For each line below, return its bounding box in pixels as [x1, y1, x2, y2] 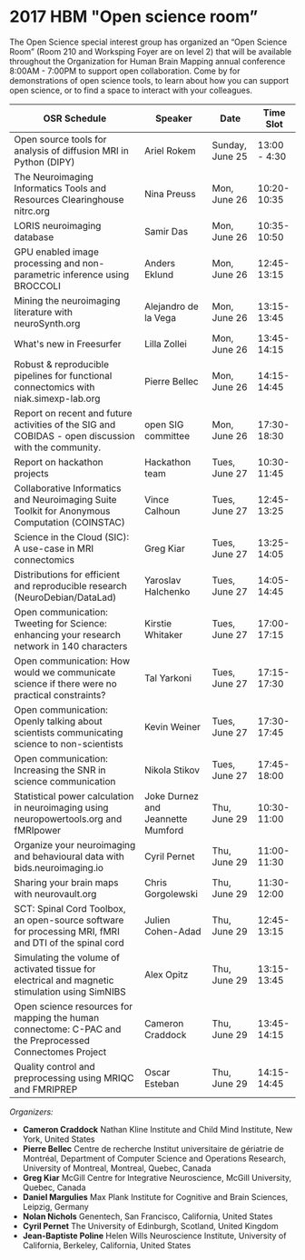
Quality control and [14, 1060, 95, 1073]
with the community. [14, 441, 102, 454]
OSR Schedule [43, 112, 107, 125]
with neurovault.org [14, 887, 97, 900]
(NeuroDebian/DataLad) [14, 591, 117, 604]
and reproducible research [14, 579, 127, 592]
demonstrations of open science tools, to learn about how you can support [9, 75, 290, 85]
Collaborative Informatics [14, 482, 122, 495]
